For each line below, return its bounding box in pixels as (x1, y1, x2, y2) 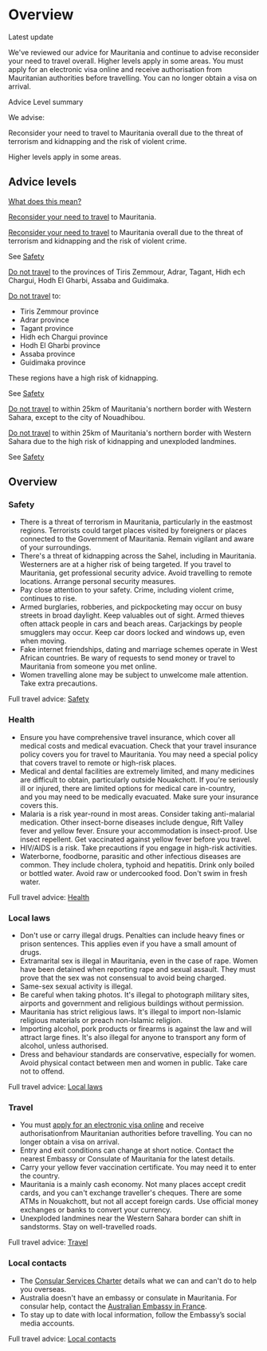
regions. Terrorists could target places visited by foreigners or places (19, 526, 247, 535)
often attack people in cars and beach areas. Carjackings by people (19, 619, 243, 629)
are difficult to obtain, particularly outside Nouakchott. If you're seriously (19, 774, 259, 785)
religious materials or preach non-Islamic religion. (19, 1016, 183, 1025)
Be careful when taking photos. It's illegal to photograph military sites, (19, 990, 249, 1000)
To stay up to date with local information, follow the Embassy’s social (19, 1309, 246, 1319)
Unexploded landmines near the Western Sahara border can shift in (19, 1213, 241, 1223)
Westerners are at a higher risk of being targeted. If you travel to (19, 560, 231, 570)
